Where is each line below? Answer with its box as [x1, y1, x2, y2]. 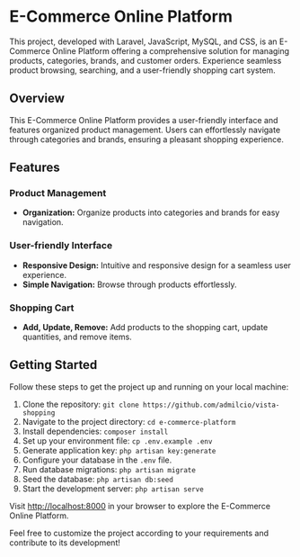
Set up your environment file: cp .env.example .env [22, 435, 213, 446]
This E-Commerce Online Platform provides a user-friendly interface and [9, 114, 278, 125]
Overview [9, 91, 66, 106]
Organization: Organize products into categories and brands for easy [22, 207, 280, 218]
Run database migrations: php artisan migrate [22, 463, 196, 474]
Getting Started [9, 357, 98, 373]
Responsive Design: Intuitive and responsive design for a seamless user [22, 259, 292, 271]
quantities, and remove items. [22, 331, 132, 343]
